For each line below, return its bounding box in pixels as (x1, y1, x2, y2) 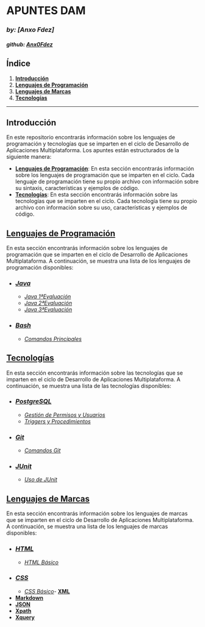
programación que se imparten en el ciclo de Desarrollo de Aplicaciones (6, 251, 188, 258)
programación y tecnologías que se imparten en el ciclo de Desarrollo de (6, 140, 189, 147)
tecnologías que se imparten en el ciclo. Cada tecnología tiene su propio (15, 197, 197, 205)
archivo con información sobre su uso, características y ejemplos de (15, 204, 187, 211)
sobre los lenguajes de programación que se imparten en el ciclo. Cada (15, 172, 195, 179)
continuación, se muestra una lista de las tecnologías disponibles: (6, 382, 172, 389)
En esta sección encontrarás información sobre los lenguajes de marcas (6, 510, 188, 517)
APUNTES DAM (6, 4, 86, 18)
